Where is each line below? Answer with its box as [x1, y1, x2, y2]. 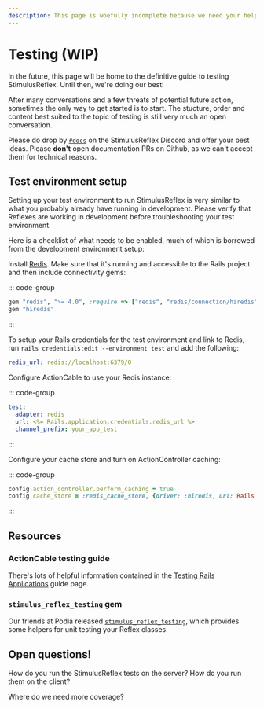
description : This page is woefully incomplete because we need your [8, 11, 241, 20]
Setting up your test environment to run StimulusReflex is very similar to [8, 196, 240, 205]
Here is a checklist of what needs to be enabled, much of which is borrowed [8, 236, 255, 245]
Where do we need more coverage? [8, 692, 124, 702]
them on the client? [8, 677, 71, 686]
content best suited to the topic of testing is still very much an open [8, 112, 226, 121]
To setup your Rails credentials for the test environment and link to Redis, [8, 335, 245, 344]
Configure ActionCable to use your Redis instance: [8, 373, 172, 382]
